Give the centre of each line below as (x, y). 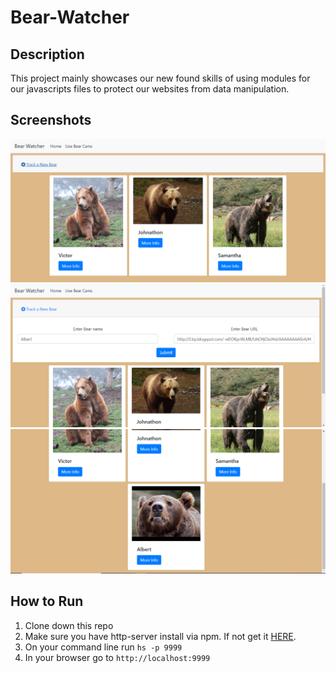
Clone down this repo (69, 625)
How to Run (47, 601)
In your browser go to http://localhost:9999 (117, 657)
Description (47, 54)
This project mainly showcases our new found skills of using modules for (160, 78)
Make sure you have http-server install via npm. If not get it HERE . (160, 636)
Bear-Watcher (70, 17)
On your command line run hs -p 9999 (103, 647)
